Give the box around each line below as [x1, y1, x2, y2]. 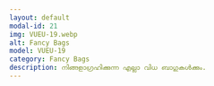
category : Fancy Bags [9, 55, 90, 64]
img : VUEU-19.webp [9, 30, 78, 39]
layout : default [9, 13, 70, 22]
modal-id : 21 [9, 21, 58, 30]
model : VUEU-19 [9, 47, 66, 56]
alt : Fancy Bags [9, 38, 70, 47]
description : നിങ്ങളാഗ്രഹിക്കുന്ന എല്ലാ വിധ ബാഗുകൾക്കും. [9, 64, 207, 73]
